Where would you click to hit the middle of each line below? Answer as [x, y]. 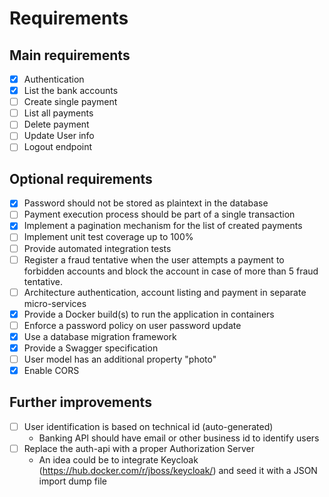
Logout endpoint [58, 147]
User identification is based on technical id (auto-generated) [148, 426]
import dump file [72, 481]
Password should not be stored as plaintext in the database [146, 203]
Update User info [59, 136]
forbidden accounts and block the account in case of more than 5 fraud [171, 271]
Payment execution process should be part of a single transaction [159, 214]
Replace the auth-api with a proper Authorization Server [139, 448]
